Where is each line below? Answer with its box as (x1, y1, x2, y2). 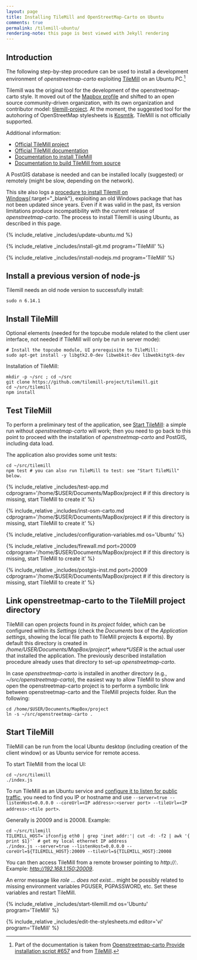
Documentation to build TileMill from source (14, 160, 121, 167)
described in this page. (6, 220, 62, 227)
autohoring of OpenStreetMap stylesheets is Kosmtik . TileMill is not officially (6, 111, 191, 118)
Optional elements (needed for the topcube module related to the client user (6, 330, 191, 337)
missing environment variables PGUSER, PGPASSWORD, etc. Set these (6, 882, 177, 889)
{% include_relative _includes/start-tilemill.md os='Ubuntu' (6, 900, 148, 907)
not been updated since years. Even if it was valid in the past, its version (6, 201, 181, 208)
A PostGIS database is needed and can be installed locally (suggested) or (6, 171, 184, 178)
